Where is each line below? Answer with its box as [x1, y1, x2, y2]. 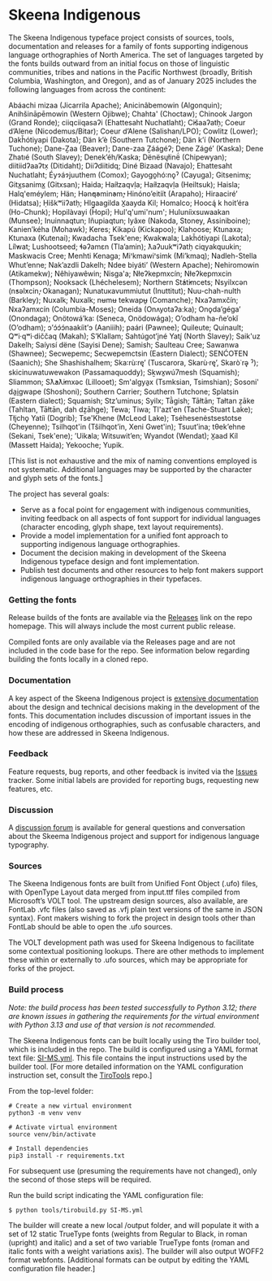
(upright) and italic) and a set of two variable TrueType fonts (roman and [8, 1237, 250, 1247]
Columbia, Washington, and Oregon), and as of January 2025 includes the [8, 76, 257, 85]
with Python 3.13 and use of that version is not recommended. [8, 1020, 217, 1030]
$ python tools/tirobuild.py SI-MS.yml [8, 1206, 144, 1214]
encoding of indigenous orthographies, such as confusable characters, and [8, 719, 261, 729]
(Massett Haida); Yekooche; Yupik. [8, 439, 124, 449]
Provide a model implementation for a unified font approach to [19, 531, 229, 540]
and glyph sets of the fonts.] [8, 473, 103, 483]
